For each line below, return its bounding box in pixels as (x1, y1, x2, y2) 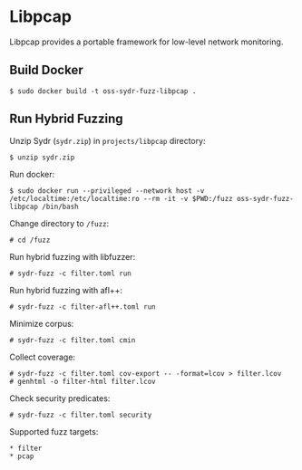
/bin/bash (42, 202, 79, 211)
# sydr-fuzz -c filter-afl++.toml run (9, 302, 156, 312)
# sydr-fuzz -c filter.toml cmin (9, 335, 136, 345)
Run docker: (9, 168, 55, 179)
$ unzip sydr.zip (9, 152, 75, 162)
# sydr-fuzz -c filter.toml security (9, 410, 152, 419)
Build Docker (9, 62, 83, 78)
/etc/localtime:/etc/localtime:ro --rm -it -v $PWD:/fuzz (9, 194, 233, 203)
